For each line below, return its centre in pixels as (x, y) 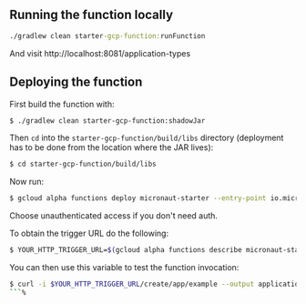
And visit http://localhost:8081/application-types (100, 53)
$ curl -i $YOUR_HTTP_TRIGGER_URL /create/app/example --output (132, 284)
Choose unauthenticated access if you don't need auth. (114, 216)
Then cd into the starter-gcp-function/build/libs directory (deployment (147, 138)
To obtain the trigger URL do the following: (89, 233)
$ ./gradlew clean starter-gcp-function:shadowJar (107, 121)
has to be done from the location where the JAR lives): (112, 147)
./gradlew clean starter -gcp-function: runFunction (107, 35)
